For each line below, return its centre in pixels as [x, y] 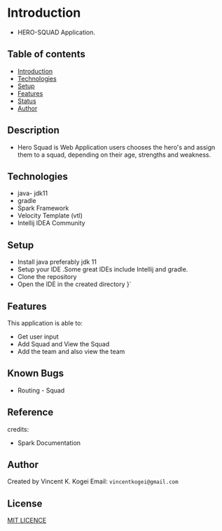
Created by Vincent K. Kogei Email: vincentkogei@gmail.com [93, 481]
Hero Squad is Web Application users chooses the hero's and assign [116, 147]
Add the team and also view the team [71, 352]
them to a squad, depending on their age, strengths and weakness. [114, 155]
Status [27, 101]
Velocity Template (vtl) [50, 215]
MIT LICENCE [27, 521]
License [25, 503]
